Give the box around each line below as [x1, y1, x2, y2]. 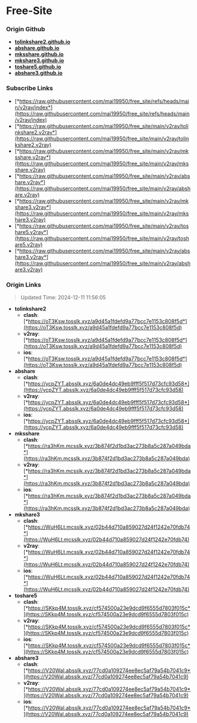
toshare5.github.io [14, 63, 62, 70]
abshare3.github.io [14, 69, 63, 77]
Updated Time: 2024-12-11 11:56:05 [20, 294, 106, 301]
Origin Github [6, 25, 46, 33]
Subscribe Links [6, 84, 53, 92]
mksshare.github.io [14, 51, 64, 58]
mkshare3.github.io [14, 57, 64, 64]
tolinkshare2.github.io [14, 38, 70, 45]
